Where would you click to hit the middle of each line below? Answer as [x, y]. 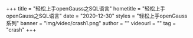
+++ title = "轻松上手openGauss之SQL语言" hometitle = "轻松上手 [86, 8]
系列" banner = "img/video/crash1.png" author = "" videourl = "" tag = [91, 23]
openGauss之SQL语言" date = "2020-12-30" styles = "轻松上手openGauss [97, 16]
